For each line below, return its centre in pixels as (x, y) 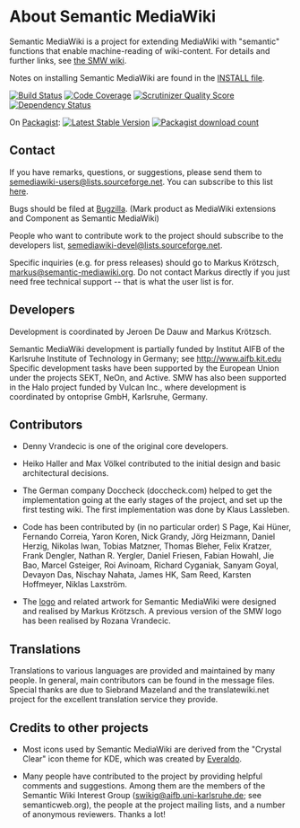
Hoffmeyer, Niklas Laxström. (75, 585)
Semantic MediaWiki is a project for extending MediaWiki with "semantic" (145, 41)
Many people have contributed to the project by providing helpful (142, 776)
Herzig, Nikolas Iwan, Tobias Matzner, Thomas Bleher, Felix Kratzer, (147, 546)
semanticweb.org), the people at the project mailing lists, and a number (154, 805)
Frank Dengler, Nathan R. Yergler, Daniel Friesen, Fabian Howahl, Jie (148, 556)
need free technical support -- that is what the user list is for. (122, 281)
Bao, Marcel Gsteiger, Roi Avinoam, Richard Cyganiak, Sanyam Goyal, (150, 565)
